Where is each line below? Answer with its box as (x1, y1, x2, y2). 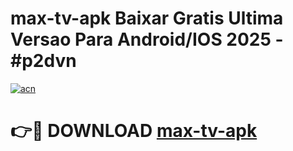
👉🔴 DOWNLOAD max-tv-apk (10, 120, 258, 142)
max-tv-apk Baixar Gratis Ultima (10, 7, 284, 30)
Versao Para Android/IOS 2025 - (10, 28, 284, 51)
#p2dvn (10, 50, 77, 72)
